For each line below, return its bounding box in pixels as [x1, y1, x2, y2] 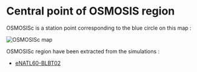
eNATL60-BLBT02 [15, 59, 61, 67]
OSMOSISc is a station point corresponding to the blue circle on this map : [6, 24, 192, 31]
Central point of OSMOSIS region [6, 4, 175, 18]
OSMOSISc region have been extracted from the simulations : [6, 47, 160, 55]
